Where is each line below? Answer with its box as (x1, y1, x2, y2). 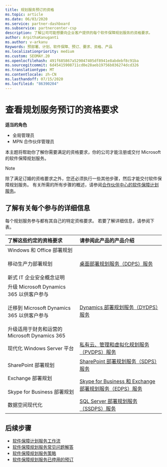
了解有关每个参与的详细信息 (5, 203, 90, 212)
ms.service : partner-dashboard (5, 21, 70, 26)
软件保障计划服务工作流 (12, 438, 61, 444)
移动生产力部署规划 (7, 261, 53, 268)
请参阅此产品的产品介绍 (79, 237, 135, 244)
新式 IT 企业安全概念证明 (7, 274, 65, 281)
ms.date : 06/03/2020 (5, 16, 48, 21)
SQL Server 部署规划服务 (79, 398, 138, 405)
